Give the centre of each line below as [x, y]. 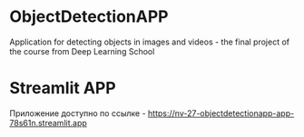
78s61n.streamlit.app [49, 122]
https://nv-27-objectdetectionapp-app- [221, 113]
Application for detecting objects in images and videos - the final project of [150, 42]
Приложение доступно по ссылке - [78, 113]
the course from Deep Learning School [82, 51]
